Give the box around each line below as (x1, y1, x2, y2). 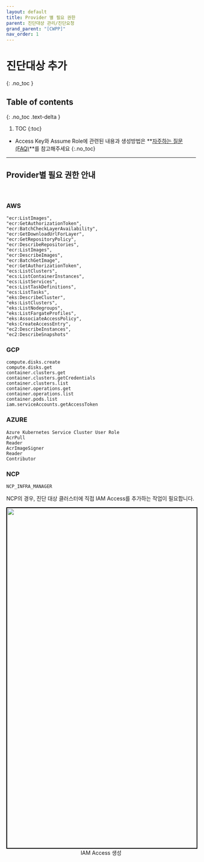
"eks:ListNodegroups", (6, 305, 63, 311)
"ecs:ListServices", (6, 279, 58, 285)
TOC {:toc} (14, 125, 42, 132)
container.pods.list (6, 397, 58, 403)
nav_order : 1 (6, 31, 39, 37)
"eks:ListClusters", (6, 300, 58, 306)
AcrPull (6, 435, 26, 441)
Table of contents (6, 97, 73, 108)
